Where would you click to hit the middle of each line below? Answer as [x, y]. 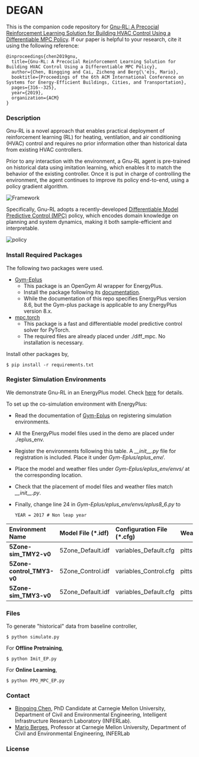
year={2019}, [28, 92]
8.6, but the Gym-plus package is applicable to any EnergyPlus [100, 304]
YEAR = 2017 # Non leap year [51, 515]
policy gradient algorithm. [38, 187]
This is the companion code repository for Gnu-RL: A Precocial [83, 27]
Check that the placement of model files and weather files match [94, 486]
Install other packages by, [38, 354]
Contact [18, 695]
